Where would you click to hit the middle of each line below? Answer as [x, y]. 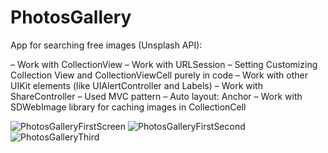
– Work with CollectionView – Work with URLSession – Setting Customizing [164, 64]
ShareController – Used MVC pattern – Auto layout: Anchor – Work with [156, 96]
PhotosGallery [71, 17]
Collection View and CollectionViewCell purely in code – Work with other [159, 75]
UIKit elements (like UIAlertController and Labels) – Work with [136, 85]
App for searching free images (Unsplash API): [106, 45]
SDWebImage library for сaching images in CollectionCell [128, 107]
